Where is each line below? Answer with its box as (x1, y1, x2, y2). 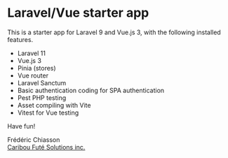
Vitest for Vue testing (17, 108, 79, 117)
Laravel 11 (17, 49, 46, 57)
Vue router (17, 71, 49, 80)
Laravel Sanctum (17, 78, 67, 87)
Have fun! (7, 122, 36, 130)
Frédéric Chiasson (7, 135, 60, 144)
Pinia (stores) (17, 64, 56, 72)
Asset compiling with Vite (17, 101, 91, 109)
